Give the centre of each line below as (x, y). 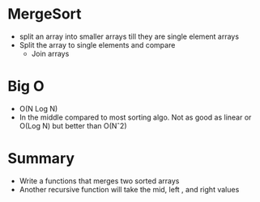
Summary (41, 159)
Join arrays (50, 53)
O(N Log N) (38, 108)
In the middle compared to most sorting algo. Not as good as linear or (135, 117)
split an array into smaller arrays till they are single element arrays (129, 36)
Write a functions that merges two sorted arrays (99, 181)
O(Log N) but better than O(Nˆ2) (73, 125)
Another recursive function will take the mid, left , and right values (129, 189)
